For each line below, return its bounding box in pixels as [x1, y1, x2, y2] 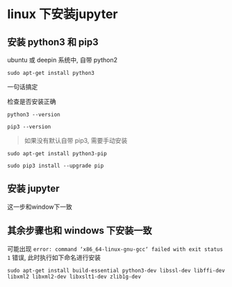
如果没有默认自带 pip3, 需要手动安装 [24, 137, 128, 144]
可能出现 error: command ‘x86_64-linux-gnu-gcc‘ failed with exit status [7, 244, 224, 253]
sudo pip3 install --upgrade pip [7, 162, 104, 169]
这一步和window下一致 [7, 202, 73, 211]
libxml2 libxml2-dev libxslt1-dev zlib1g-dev [7, 273, 141, 280]
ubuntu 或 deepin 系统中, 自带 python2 [7, 56, 118, 64]
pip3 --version [7, 123, 51, 130]
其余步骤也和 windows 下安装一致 [7, 225, 153, 236]
